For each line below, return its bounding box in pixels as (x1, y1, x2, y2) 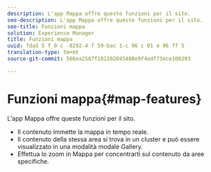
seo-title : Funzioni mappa (7, 23, 85, 30)
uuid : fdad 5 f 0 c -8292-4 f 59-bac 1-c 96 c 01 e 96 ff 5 (7, 42, 185, 49)
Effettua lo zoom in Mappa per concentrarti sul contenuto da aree (17, 150, 205, 158)
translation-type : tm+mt (7, 49, 79, 56)
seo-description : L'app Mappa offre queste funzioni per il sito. (7, 17, 203, 24)
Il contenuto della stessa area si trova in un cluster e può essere (17, 135, 200, 143)
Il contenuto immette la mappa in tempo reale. (17, 128, 149, 136)
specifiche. (17, 157, 50, 165)
